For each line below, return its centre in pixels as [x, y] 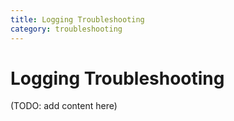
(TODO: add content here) [64, 106]
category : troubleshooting [66, 29]
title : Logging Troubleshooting [77, 19]
